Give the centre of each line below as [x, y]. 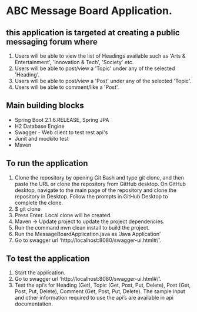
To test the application [48, 259]
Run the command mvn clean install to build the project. [82, 227]
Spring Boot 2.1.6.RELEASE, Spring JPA [62, 120]
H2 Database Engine [39, 126]
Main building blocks [45, 106]
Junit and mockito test [41, 138]
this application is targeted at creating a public [93, 33]
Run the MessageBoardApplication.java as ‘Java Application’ [88, 234]
